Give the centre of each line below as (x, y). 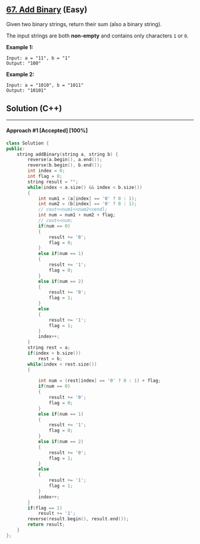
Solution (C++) (34, 109)
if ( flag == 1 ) (45, 508)
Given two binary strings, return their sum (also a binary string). (84, 24)
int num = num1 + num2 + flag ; (77, 215)
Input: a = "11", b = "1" (38, 58)
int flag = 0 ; (45, 177)
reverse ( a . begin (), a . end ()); (65, 160)
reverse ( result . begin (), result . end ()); (78, 519)
